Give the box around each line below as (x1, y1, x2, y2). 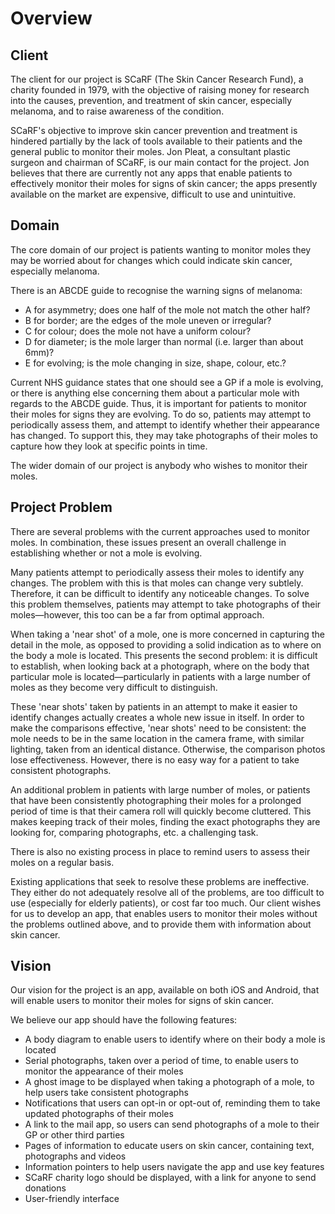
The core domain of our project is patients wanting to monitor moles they (10, 243, 312, 256)
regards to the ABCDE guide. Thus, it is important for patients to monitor (10, 397, 308, 409)
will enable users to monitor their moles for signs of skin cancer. (10, 995, 275, 1007)
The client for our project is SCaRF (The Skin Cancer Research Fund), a (10, 73, 304, 85)
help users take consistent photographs (24, 1087, 189, 1099)
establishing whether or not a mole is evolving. (10, 547, 203, 559)
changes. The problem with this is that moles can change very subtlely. (10, 577, 304, 589)
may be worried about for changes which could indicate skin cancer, (10, 254, 293, 266)
